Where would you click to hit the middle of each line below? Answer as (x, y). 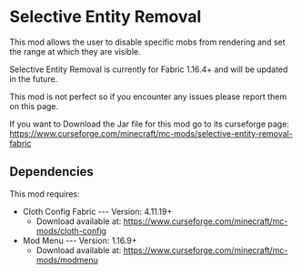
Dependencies (51, 172)
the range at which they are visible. (75, 51)
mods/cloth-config (71, 230)
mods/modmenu (67, 259)
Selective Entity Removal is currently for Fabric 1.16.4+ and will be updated (149, 69)
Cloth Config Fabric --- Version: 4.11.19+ (97, 211)
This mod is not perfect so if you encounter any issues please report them (148, 96)
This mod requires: (45, 194)
